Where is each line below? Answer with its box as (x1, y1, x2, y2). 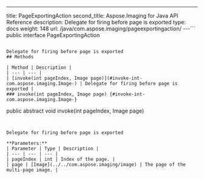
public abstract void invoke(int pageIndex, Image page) (6, 107, 144, 114)
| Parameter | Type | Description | (6, 146, 99, 152)
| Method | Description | (6, 65, 72, 71)
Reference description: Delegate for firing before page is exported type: (6, 19, 186, 26)
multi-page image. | (6, 167, 59, 173)
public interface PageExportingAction (6, 32, 100, 38)
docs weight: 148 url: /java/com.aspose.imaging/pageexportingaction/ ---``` (6, 25, 196, 32)
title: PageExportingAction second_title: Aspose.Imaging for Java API (6, 12, 178, 19)
